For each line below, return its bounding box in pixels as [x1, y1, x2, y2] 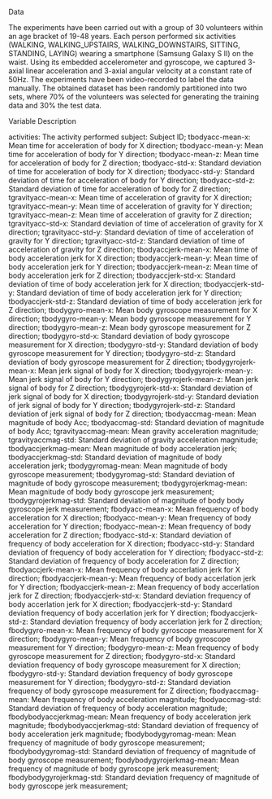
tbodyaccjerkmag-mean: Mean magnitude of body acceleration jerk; [8, 444, 238, 453]
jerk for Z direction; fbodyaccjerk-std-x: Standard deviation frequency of [8, 590, 252, 600]
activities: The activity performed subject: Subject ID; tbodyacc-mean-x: [8, 132, 251, 142]
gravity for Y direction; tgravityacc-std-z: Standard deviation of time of [8, 236, 245, 245]
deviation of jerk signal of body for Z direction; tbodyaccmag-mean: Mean [8, 409, 257, 419]
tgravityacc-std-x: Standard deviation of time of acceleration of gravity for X [8, 219, 264, 228]
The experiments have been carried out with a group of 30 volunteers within [8, 23, 264, 32]
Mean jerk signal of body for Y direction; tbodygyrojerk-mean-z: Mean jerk [8, 375, 258, 384]
